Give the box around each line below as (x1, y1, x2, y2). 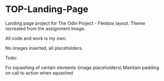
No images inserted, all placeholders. (5, 45, 83, 51)
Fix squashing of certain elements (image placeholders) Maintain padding (5, 64, 159, 70)
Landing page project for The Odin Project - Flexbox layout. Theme (5, 20, 146, 26)
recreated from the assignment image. (5, 25, 85, 31)
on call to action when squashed (5, 69, 74, 76)
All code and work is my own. (5, 35, 67, 41)
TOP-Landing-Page (5, 4, 89, 15)
